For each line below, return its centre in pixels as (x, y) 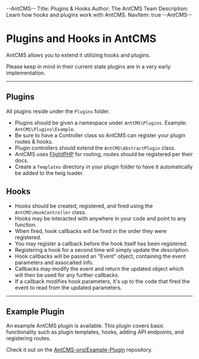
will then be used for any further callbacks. (67, 275)
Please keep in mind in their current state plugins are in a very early (88, 66)
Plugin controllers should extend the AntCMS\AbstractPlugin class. (95, 148)
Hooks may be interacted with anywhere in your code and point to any (100, 218)
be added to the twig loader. (49, 173)
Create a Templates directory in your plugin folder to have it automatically (104, 166)
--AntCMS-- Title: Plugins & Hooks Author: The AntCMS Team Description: (97, 9)
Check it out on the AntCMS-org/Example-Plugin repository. (79, 350)
